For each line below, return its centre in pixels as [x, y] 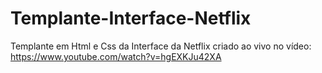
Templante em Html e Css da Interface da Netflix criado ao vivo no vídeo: [161, 46]
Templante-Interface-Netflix [131, 18]
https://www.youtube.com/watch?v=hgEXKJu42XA [116, 56]
